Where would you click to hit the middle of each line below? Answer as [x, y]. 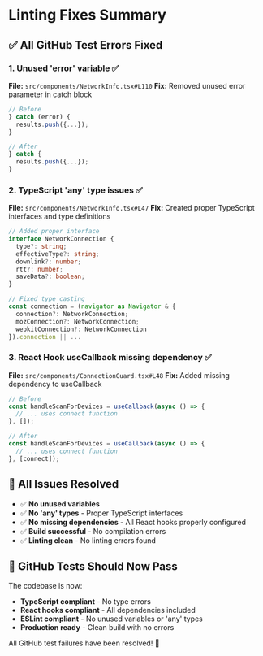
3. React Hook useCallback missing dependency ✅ [110, 358]
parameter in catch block [50, 94]
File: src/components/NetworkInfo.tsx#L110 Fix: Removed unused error [127, 85]
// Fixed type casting [47, 299]
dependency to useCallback [56, 384]
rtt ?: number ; [39, 269]
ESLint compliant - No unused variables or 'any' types [111, 619]
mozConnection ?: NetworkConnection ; [78, 321]
